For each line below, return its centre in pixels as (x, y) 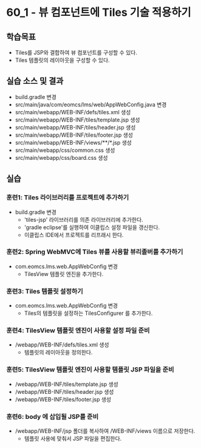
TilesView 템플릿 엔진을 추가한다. (64, 274)
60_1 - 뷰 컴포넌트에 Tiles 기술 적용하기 (99, 12)
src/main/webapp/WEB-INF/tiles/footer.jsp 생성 (74, 135)
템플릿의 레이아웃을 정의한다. (58, 353)
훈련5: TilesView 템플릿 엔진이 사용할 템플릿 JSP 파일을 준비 (90, 370)
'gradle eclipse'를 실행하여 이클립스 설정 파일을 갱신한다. (92, 227)
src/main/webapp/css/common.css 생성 (65, 150)
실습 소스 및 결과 (35, 81)
